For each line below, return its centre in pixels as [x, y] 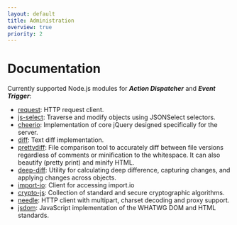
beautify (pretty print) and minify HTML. [76, 163]
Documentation [54, 69]
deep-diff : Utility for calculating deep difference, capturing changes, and [124, 170]
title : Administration [41, 21]
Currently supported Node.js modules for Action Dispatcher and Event [111, 89]
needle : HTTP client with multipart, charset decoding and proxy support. [123, 200]
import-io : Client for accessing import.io [76, 185]
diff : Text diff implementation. [61, 140]
